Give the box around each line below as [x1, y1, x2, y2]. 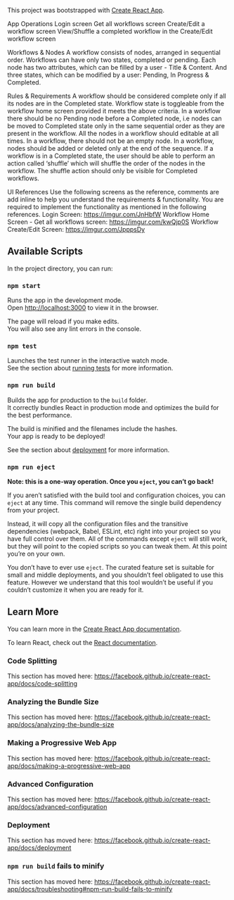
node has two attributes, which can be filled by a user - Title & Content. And [7, 63, 227, 71]
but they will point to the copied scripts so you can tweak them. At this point [7, 542, 227, 550]
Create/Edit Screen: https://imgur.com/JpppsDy [7, 225, 145, 233]
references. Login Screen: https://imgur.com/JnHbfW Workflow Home [7, 211, 209, 218]
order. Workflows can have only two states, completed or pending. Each [7, 56, 216, 64]
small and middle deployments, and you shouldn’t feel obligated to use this [7, 570, 223, 579]
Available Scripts [7, 246, 83, 258]
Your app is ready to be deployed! [7, 432, 105, 440]
